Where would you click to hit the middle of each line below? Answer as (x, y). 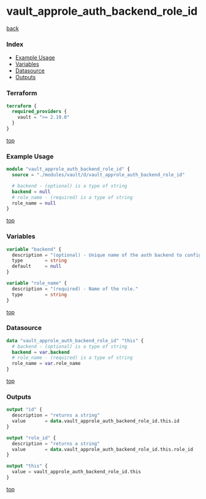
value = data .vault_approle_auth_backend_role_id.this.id (96, 421)
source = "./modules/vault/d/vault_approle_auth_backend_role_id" (98, 175)
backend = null (31, 192)
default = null (37, 266)
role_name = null (34, 203)
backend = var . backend (41, 352)
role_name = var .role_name (46, 364)
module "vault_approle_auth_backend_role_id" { (68, 169)
